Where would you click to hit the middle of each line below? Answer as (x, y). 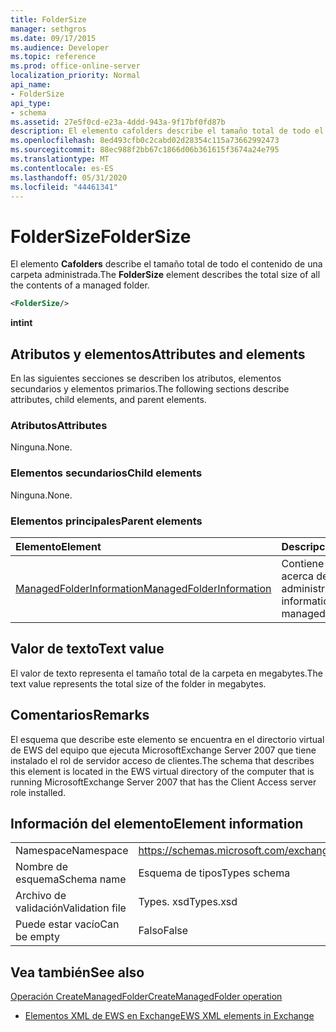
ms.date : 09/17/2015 (53, 38)
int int (21, 323)
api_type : (31, 103)
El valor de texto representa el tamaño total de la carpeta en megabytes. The (166, 673)
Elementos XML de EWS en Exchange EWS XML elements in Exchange (169, 1016)
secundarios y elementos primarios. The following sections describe (150, 389)
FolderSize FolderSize (101, 236)
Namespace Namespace (72, 851)
